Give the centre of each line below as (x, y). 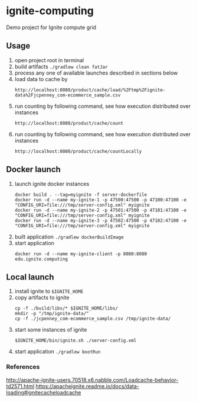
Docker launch (33, 170)
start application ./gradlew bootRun (58, 352)
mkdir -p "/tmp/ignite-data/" (52, 314)
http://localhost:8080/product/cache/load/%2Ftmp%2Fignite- (90, 90)
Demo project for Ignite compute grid (51, 27)
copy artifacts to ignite (42, 298)
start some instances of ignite (51, 330)
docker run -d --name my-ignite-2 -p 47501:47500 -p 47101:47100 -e (101, 210)
